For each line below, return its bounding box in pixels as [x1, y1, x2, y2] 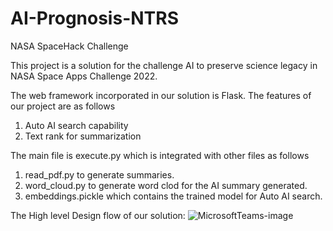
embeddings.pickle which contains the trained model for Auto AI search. [24, 190, 323, 202]
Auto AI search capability [24, 119, 129, 131]
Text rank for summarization [24, 130, 142, 142]
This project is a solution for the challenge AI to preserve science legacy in [10, 59, 318, 71]
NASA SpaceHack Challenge [10, 40, 129, 52]
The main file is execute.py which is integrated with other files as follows [10, 149, 310, 161]
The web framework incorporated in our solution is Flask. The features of [10, 89, 312, 101]
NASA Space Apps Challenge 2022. [10, 70, 158, 82]
